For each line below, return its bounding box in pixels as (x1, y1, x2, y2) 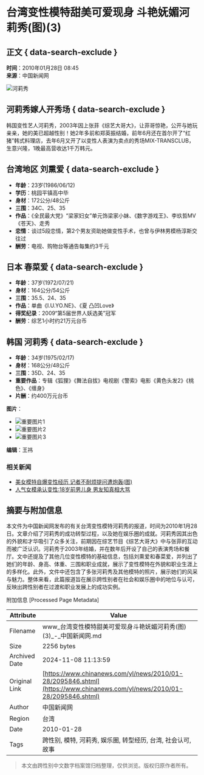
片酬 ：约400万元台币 (15, 392, 69, 400)
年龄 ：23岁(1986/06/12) (15, 181, 75, 189)
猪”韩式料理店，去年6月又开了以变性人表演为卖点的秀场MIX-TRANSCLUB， (6, 136, 194, 144)
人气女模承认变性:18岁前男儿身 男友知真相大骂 (15, 486, 131, 493)
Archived (9, 652, 35, 660)
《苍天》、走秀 (15, 219, 50, 227)
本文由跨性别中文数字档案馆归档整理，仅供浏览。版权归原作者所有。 (21, 762, 192, 770)
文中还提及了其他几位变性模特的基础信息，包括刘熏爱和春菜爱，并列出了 (16, 553, 198, 561)
